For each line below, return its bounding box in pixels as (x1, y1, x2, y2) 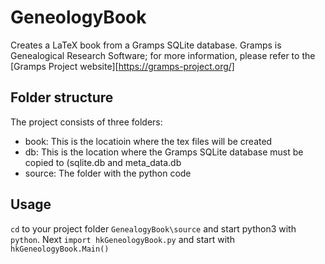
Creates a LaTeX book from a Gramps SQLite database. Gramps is (10, 39, 282, 51)
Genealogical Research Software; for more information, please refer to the (10, 49, 316, 61)
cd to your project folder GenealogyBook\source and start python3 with (10, 222, 297, 235)
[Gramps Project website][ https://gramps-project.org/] (10, 60, 235, 72)
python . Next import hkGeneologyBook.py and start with (10, 233, 235, 245)
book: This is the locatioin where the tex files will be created (24, 135, 273, 147)
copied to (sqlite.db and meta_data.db (24, 156, 182, 168)
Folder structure (10, 89, 114, 106)
